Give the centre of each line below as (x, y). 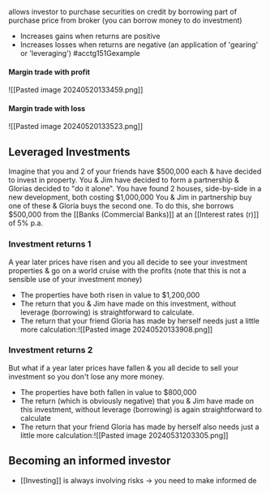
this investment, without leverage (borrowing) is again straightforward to (141, 409)
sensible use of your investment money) (75, 279)
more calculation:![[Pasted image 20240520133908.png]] (116, 329)
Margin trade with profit (49, 71)
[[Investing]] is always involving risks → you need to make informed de (138, 480)
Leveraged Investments (70, 152)
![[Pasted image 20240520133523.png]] (76, 126)
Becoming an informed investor (90, 461)
